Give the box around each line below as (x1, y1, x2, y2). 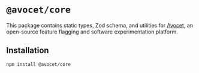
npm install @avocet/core (6, 61, 71, 67)
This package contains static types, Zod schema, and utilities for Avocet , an (6, 22, 194, 29)
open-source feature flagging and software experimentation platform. (6, 28, 178, 35)
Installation (6, 45, 49, 56)
